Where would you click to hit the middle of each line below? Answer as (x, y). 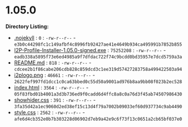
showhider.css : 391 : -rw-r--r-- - (55, 99)
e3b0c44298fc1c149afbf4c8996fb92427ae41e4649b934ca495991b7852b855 (98, 44)
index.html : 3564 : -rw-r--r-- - (51, 87)
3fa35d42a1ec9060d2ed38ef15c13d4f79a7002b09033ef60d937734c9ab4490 (98, 107)
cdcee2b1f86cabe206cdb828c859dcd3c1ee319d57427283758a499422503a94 (98, 69)
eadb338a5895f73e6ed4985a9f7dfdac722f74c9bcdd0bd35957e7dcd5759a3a (98, 57)
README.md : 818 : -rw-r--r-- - (53, 63)
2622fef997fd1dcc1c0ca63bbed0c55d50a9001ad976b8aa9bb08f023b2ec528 (98, 82)
